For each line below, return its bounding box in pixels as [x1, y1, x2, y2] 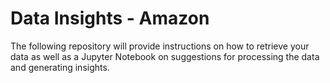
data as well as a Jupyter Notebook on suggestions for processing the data [10, 50, 320, 62]
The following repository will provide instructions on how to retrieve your [10, 40, 310, 52]
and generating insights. [10, 61, 110, 73]
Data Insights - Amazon [10, 7, 210, 30]
